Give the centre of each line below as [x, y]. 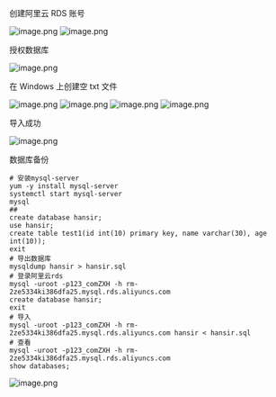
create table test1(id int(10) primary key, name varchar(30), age [138, 233]
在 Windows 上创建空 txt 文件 [63, 86]
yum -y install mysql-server [64, 186]
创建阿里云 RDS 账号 [47, 13]
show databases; [40, 366]
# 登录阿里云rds [36, 276]
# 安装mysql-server [45, 178]
